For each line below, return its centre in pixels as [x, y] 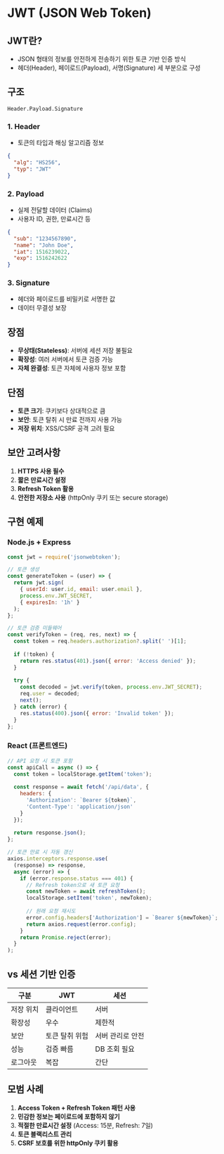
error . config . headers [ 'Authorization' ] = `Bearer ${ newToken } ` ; [122, 917]
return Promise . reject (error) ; [66, 937]
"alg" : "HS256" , [37, 162]
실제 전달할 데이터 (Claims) [55, 210]
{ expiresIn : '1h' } [50, 602]
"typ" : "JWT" [33, 169]
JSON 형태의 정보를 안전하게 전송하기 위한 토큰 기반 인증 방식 [101, 59]
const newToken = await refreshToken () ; [86, 892]
